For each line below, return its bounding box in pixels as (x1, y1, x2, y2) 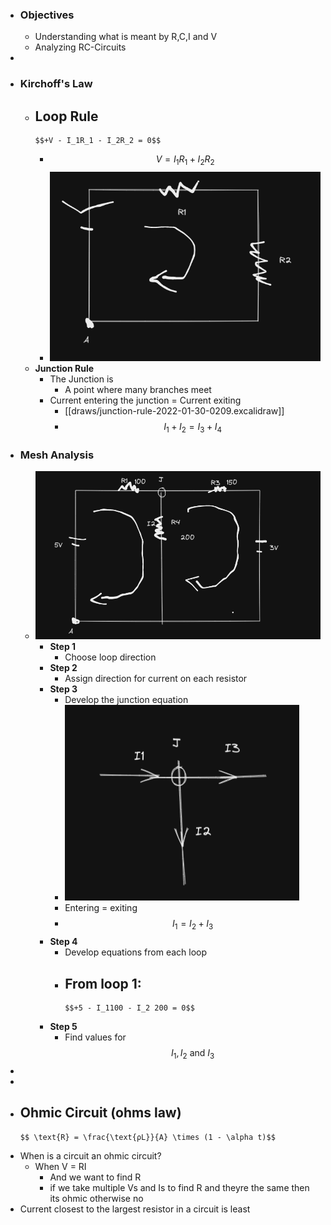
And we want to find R (49, 1171, 142, 1183)
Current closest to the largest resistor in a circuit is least (19, 1203, 251, 1215)
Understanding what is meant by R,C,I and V (34, 31, 218, 43)
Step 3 (49, 683, 78, 695)
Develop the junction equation (64, 694, 189, 706)
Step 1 (49, 641, 77, 653)
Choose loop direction (64, 651, 157, 663)
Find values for (64, 1031, 127, 1043)
